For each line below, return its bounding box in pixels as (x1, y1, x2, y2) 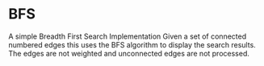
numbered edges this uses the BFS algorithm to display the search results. (8, 39, 256, 49)
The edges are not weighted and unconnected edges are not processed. (8, 48, 250, 58)
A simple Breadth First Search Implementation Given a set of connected (8, 31, 247, 41)
